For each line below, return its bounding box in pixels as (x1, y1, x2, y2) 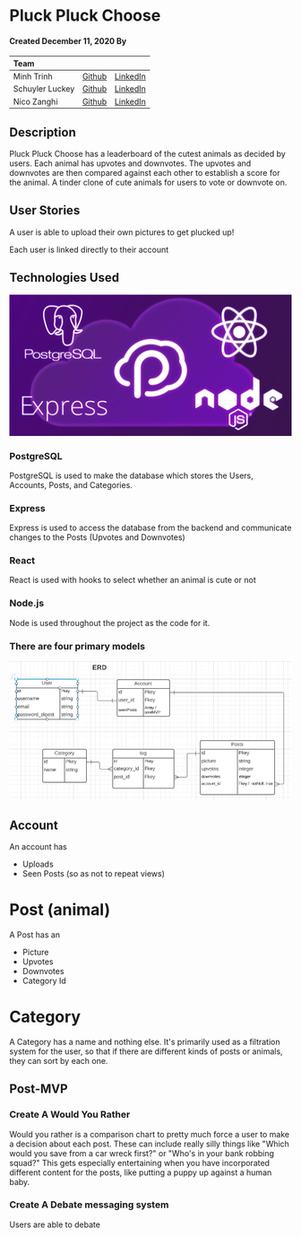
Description (9, 125, 76, 140)
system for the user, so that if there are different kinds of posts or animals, (9, 1046, 284, 1057)
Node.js (9, 597, 45, 610)
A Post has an (9, 929, 61, 940)
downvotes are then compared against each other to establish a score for (9, 167, 280, 178)
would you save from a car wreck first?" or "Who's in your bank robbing (9, 1147, 275, 1158)
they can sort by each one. (9, 1055, 108, 1066)
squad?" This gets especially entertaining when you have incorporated (9, 1157, 271, 1168)
